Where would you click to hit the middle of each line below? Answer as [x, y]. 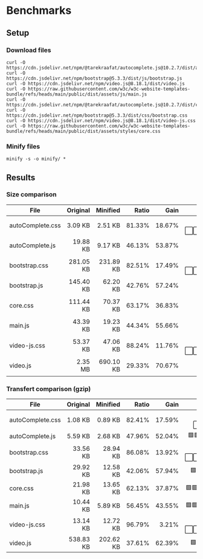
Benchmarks [39, 11]
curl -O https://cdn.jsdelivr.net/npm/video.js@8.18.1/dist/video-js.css [101, 121]
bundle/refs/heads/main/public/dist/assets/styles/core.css [84, 131]
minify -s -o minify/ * [36, 159]
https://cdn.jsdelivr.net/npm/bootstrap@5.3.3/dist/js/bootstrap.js [94, 78]
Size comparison [31, 195]
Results [21, 177]
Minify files [23, 146]
